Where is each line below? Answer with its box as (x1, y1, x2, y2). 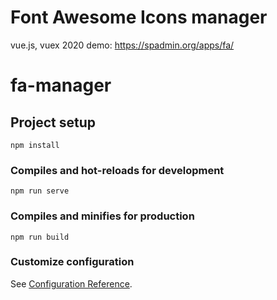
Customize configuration (10, 255, 135, 269)
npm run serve (10, 186, 70, 196)
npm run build (10, 232, 70, 242)
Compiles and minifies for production (10, 209, 195, 223)
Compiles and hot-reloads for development (10, 163, 225, 177)
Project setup (10, 114, 97, 131)
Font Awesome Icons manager (10, 6, 268, 29)
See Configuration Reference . (10, 277, 133, 290)
